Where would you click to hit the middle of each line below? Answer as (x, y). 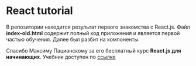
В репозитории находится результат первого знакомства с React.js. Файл (98, 27)
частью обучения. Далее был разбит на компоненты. (73, 39)
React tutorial (39, 11)
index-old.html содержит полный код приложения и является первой (93, 33)
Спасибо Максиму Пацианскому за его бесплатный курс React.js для (94, 50)
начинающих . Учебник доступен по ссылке (61, 57)
